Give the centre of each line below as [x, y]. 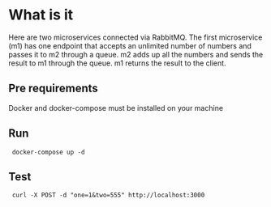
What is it [41, 15]
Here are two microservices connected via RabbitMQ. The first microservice [135, 37]
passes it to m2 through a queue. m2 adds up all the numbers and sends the [136, 54]
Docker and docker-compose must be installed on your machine [116, 108]
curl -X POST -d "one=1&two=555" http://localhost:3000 [108, 196]
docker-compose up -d [48, 152]
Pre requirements [54, 89]
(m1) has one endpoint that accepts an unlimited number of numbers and [130, 45]
